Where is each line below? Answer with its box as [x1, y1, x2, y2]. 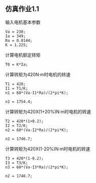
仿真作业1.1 [5, 5, 39, 14]
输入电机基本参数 [5, 19, 41, 25]
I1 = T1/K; [5, 86, 28, 91]
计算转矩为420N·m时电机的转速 [5, 71, 71, 77]
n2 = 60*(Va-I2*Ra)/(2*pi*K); [5, 128, 69, 133]
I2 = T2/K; [5, 123, 28, 128]
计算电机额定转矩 [5, 52, 41, 58]
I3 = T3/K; [5, 160, 28, 165]
